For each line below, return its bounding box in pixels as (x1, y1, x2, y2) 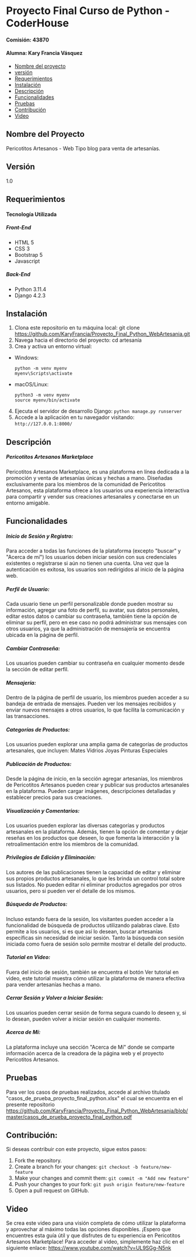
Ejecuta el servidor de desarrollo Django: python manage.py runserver (14, 408, 182, 415)
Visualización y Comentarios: (6, 807, 80, 814)
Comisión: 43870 (6, 36, 50, 43)
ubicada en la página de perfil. (6, 631, 79, 638)
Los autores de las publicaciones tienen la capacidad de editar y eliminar (6, 868, 181, 875)
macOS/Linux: (14, 381, 49, 388)
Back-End (6, 271, 31, 278)
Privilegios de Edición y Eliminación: (6, 854, 96, 861)
